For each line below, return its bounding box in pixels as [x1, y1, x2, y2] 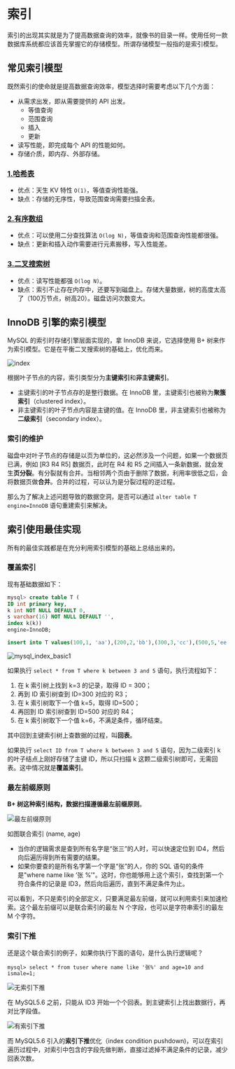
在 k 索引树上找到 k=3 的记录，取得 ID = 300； [17, 681, 152, 689]
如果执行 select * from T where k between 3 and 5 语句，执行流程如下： [7, 666, 219, 675]
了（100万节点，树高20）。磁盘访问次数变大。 [17, 294, 149, 302]
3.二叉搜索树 [7, 259, 50, 269]
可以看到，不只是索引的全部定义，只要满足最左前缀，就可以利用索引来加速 [7, 895, 222, 903]
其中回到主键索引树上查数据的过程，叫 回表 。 [7, 731, 136, 739]
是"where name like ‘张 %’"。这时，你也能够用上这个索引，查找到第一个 [17, 871, 224, 879]
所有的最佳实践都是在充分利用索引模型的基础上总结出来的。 [7, 544, 179, 552]
